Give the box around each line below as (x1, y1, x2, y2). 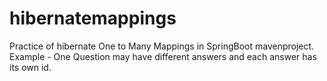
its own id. (9, 61, 52, 73)
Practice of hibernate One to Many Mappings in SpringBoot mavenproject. (9, 40, 315, 52)
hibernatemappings (9, 7, 177, 30)
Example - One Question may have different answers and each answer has (9, 50, 317, 62)
